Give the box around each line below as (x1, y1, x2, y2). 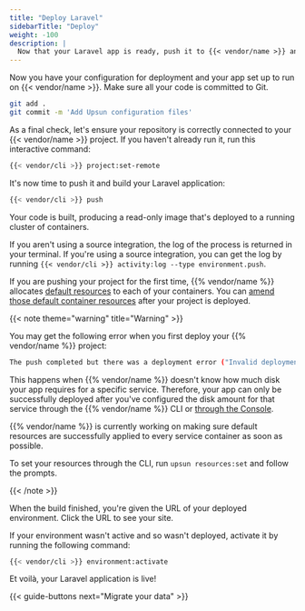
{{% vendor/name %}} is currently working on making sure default (9, 420, 258, 432)
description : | (9, 38, 67, 48)
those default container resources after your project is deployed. (9, 295, 251, 305)
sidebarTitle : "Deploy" (9, 22, 100, 31)
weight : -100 (9, 30, 59, 39)
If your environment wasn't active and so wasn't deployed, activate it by (9, 529, 279, 541)
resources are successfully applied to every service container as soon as (9, 430, 283, 441)
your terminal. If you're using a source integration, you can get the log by (9, 248, 282, 259)
